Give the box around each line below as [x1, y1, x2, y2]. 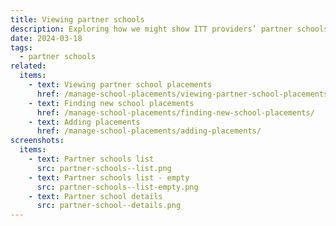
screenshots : [10, 136, 65, 146]
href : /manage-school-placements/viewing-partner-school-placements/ [36, 89, 333, 99]
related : [10, 61, 47, 71]
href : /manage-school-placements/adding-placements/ [36, 126, 262, 136]
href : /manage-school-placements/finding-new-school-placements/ [36, 107, 315, 118]
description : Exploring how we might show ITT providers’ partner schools [10, 24, 329, 34]
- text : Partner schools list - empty [28, 172, 190, 183]
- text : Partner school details [28, 191, 163, 201]
